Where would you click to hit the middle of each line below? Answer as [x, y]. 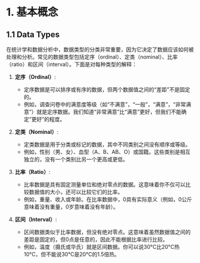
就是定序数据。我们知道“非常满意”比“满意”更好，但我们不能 [109, 112]
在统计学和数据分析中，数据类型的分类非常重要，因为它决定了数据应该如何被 [100, 49]
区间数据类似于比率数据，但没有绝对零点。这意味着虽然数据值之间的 [107, 232]
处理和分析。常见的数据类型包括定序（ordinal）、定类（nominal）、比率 [92, 57]
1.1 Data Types [33, 34]
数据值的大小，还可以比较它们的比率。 [76, 192]
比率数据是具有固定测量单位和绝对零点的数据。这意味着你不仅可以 [104, 184]
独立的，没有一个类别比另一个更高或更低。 [76, 159]
